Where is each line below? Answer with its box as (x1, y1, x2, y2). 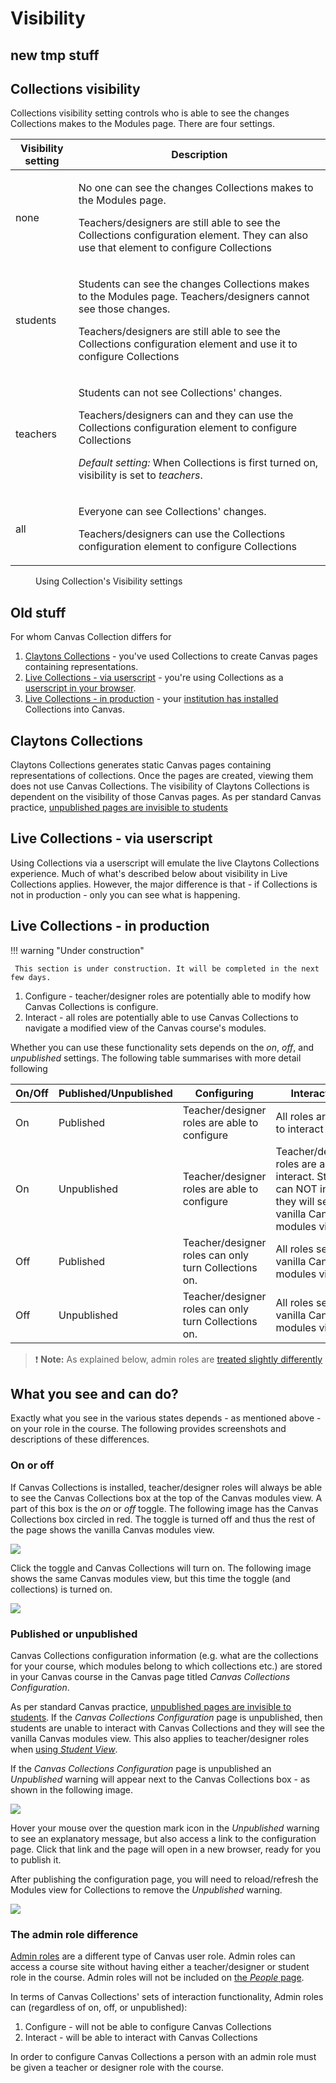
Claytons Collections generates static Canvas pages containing (10, 759, 272, 771)
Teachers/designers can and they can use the (78, 408, 294, 422)
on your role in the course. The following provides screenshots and (10, 1423, 287, 1435)
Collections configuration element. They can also (78, 228, 309, 242)
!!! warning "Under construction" (10, 944, 145, 956)
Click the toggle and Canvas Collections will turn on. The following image (10, 1562, 312, 1574)
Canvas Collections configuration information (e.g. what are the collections (10, 1650, 319, 1662)
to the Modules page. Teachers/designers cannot (78, 290, 310, 304)
